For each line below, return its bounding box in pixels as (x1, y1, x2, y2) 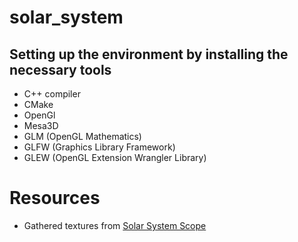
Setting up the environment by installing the (9, 46, 289, 63)
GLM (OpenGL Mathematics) (23, 131, 142, 142)
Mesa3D (23, 120, 59, 131)
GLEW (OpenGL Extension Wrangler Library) (23, 152, 207, 163)
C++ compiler (23, 88, 81, 100)
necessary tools (9, 61, 112, 78)
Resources (9, 187, 101, 210)
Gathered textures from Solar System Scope (23, 219, 207, 231)
